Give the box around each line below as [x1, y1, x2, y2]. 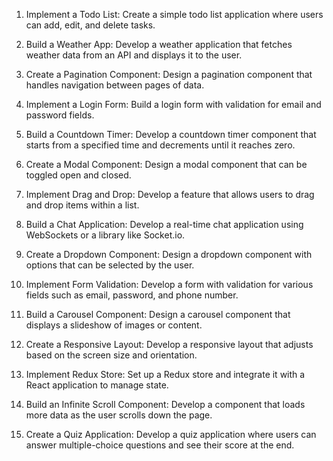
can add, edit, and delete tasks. [25, 19, 156, 31]
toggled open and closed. [25, 169, 132, 181]
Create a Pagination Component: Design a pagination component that [25, 69, 313, 80]
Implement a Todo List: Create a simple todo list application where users [25, 9, 324, 20]
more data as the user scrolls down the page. [25, 409, 213, 421]
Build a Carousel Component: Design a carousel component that [25, 309, 291, 320]
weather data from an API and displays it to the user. [25, 49, 243, 61]
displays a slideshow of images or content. [25, 319, 203, 331]
